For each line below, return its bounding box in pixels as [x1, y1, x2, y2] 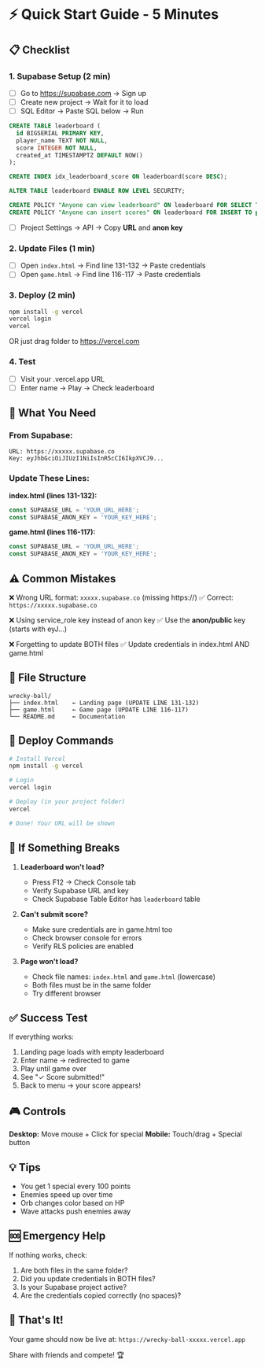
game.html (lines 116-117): [9, 527, 96, 537]
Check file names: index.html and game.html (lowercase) [31, 972, 215, 981]
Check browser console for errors [31, 933, 142, 942]
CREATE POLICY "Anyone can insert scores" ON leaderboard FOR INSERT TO [9, 209, 252, 216]
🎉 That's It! [9, 1313, 64, 1327]
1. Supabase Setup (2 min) [9, 71, 111, 82]
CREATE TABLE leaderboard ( [9, 122, 101, 130]
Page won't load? [20, 956, 79, 966]
